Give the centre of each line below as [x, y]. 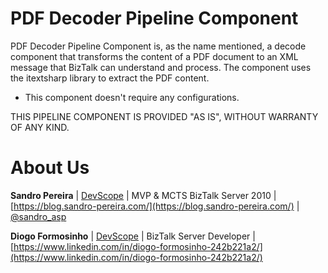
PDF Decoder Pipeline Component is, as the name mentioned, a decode [158, 46]
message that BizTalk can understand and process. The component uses [161, 67]
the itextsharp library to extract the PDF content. [110, 78]
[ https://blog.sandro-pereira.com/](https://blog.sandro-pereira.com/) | [155, 206]
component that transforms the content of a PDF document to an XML [154, 56]
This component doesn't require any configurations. [132, 97]
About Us [50, 168]
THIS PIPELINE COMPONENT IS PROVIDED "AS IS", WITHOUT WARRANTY [164, 116]
